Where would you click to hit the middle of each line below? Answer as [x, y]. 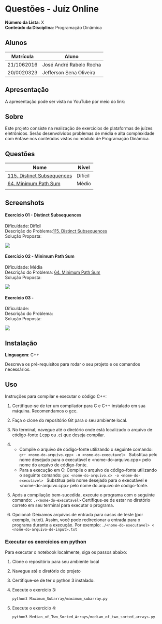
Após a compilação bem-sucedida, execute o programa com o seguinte [83, 495]
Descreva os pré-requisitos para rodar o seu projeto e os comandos [73, 364]
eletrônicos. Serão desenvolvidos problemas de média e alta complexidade [80, 133]
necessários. [18, 369]
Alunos [16, 43]
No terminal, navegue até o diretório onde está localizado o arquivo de [82, 429]
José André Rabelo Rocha [72, 65]
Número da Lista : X [25, 22]
